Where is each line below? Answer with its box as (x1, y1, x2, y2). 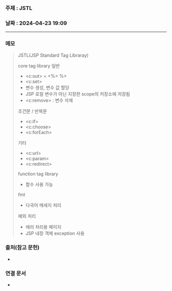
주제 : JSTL (5, 4, 32, 11)
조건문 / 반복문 (17, 108, 47, 114)
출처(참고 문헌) (5, 244, 40, 251)
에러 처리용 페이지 (25, 223, 61, 230)
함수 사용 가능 (25, 181, 53, 187)
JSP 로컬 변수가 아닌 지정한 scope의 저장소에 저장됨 (25, 91, 131, 97)
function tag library (17, 170, 58, 177)
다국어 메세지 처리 (25, 202, 61, 208)
